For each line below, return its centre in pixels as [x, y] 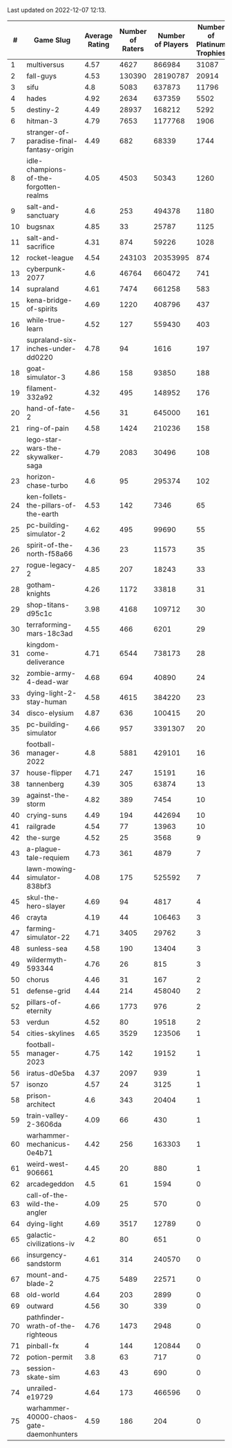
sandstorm [44, 1263]
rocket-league [50, 258]
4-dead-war [48, 682]
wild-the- [43, 1204]
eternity [39, 1011]
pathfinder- [46, 1317]
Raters [133, 49]
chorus [38, 980]
